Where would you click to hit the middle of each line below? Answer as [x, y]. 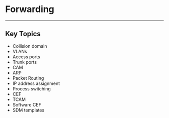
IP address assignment [36, 83]
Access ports [26, 57]
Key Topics [23, 34]
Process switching [32, 88]
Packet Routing [28, 78]
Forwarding [30, 9]
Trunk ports [24, 62]
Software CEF [27, 104]
